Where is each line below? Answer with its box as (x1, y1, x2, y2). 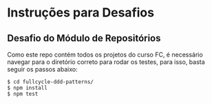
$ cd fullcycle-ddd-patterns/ (7, 79, 94, 85)
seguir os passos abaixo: (7, 65, 78, 73)
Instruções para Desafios (7, 5, 155, 21)
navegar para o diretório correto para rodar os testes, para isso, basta (7, 58, 205, 66)
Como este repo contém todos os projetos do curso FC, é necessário (7, 50, 203, 59)
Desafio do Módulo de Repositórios (7, 32, 161, 44)
